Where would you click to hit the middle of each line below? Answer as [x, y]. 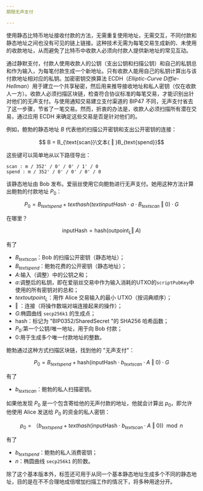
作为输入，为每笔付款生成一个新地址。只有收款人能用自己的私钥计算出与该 [104, 71]
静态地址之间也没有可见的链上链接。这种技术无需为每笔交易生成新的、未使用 [101, 42]
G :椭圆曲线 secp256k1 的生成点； [55, 313]
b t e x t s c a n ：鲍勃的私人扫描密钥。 [55, 390]
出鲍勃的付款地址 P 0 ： [34, 192]
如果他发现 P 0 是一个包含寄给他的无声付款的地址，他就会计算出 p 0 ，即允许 [99, 404]
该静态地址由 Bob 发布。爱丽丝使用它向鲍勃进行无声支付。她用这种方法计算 [100, 184]
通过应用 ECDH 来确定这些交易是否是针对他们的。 [79, 116]
